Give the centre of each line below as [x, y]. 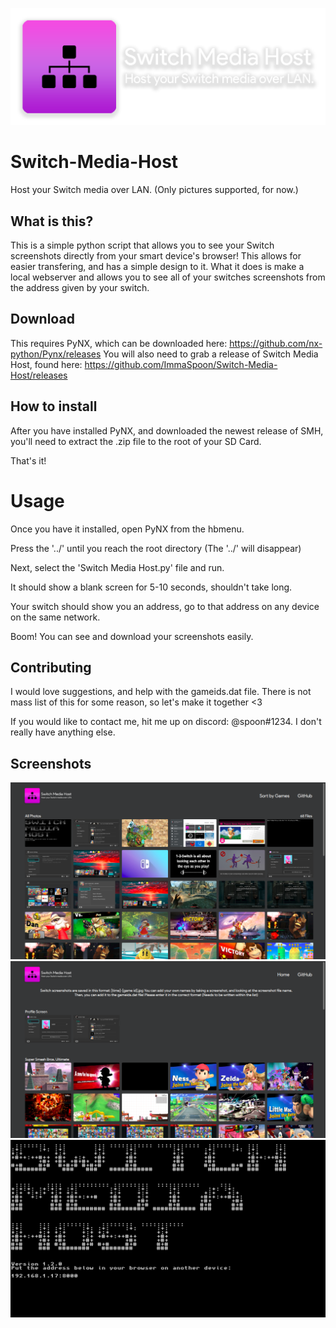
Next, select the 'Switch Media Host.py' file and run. [117, 567]
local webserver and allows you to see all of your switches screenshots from [168, 277]
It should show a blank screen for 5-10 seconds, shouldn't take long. [151, 587]
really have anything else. [63, 732]
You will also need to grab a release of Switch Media [211, 354]
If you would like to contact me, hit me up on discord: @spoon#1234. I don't [166, 722]
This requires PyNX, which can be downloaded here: [119, 343]
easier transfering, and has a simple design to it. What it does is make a [157, 267]
